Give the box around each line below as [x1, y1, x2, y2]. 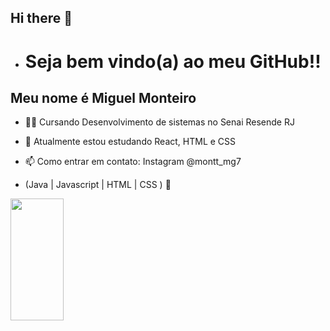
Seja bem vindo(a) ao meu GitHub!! [24, 50, 322, 73]
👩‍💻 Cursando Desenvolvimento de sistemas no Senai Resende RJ [24, 116, 295, 128]
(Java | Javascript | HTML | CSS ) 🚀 [24, 179, 172, 191]
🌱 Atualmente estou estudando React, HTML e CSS [24, 136, 237, 148]
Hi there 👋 [10, 10, 73, 27]
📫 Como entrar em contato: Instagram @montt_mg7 [24, 156, 242, 168]
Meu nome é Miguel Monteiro [10, 89, 197, 106]
